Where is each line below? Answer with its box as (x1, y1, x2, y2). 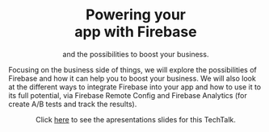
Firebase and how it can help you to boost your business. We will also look (8, 73, 256, 83)
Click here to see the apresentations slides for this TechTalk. (35, 114, 237, 124)
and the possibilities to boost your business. (62, 49, 209, 59)
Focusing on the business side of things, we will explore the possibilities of (8, 64, 257, 74)
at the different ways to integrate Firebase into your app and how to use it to (8, 82, 261, 92)
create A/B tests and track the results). (8, 99, 137, 109)
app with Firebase (74, 23, 197, 41)
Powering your (85, 6, 187, 24)
